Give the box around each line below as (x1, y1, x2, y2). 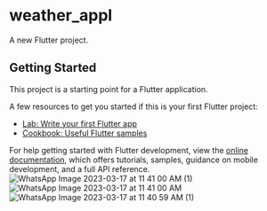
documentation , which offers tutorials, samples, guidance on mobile (9, 154, 258, 165)
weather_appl (9, 5, 113, 26)
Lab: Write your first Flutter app (21, 118, 138, 129)
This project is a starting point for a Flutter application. (9, 83, 208, 94)
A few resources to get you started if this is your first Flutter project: (9, 101, 258, 112)
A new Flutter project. (9, 35, 89, 45)
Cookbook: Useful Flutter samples (21, 128, 148, 138)
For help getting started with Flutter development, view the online (9, 145, 249, 155)
